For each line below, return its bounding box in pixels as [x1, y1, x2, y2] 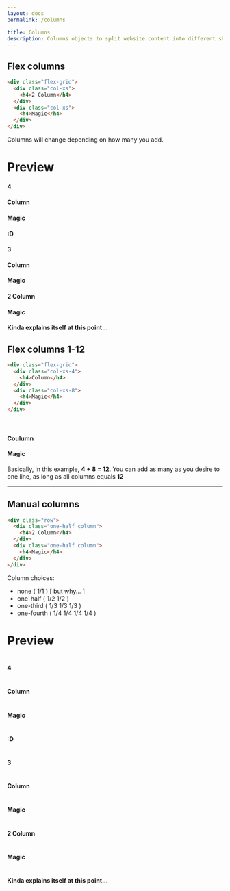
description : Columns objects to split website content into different [7, 35, 216, 42]
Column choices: [7, 573, 55, 582]
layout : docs [7, 10, 44, 17]
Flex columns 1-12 [7, 343, 86, 355]
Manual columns [7, 499, 80, 510]
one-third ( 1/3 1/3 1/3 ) [16, 601, 81, 610]
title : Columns [7, 29, 51, 36]
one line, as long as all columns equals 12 [7, 472, 124, 480]
